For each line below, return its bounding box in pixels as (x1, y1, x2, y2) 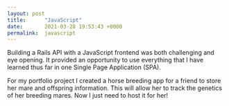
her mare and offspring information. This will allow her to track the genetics (7, 84, 223, 92)
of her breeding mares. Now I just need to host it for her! (7, 91, 169, 100)
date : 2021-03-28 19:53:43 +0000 (7, 23, 123, 30)
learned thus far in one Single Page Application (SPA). (7, 63, 162, 71)
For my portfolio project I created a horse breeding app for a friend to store (7, 77, 221, 85)
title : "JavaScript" (7, 17, 82, 24)
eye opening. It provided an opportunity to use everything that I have (7, 56, 204, 64)
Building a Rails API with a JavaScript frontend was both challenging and (7, 48, 215, 57)
